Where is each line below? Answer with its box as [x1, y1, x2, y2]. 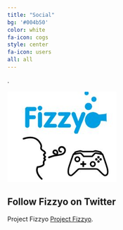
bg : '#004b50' [7, 18, 49, 26]
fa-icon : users [7, 49, 52, 56]
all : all [7, 56, 33, 63]
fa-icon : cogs [7, 34, 49, 41]
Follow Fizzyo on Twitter [7, 196, 116, 208]
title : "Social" [7, 11, 55, 18]
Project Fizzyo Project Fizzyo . [7, 214, 93, 223]
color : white [7, 26, 46, 33]
